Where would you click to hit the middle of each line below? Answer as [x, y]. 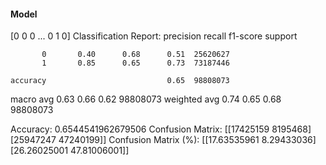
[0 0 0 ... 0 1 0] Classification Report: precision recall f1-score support [154, 36]
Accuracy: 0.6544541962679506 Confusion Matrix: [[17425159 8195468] [161, 129]
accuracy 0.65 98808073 [120, 81]
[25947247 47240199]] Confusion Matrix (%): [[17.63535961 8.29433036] [163, 140]
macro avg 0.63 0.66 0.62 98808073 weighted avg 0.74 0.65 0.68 [146, 99]
